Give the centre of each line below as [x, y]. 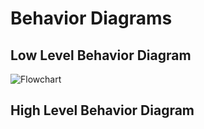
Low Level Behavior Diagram [101, 55]
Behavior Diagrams [91, 18]
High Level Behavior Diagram [102, 110]
